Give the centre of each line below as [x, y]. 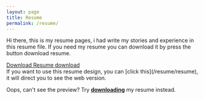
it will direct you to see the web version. [56, 78]
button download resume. [39, 53]
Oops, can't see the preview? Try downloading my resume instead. [91, 90]
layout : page [23, 12]
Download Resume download [43, 65]
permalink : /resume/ [33, 23]
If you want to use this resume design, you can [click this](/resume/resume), [102, 72]
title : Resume [24, 18]
